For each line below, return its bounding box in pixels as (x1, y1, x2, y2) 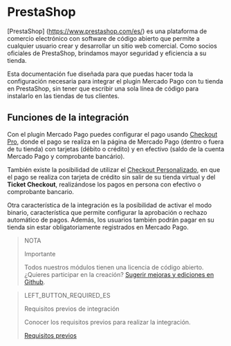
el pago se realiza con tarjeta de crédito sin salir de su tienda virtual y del (7, 173, 216, 181)
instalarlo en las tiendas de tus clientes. (7, 91, 120, 100)
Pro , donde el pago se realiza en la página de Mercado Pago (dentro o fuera (7, 137, 224, 146)
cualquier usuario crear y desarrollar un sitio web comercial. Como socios (7, 41, 218, 50)
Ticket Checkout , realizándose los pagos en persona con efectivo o (7, 180, 202, 189)
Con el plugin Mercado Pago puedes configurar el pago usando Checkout (7, 130, 218, 138)
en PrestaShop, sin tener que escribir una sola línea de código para (7, 84, 199, 93)
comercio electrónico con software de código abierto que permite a (7, 34, 201, 42)
